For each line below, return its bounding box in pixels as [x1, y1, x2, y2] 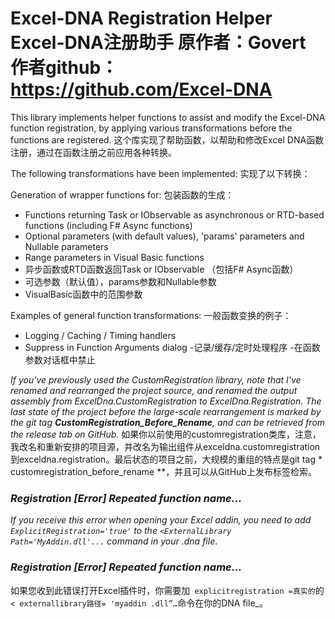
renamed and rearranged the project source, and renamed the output [10, 384, 298, 396]
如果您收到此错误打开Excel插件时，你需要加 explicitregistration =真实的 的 [10, 584, 325, 596]
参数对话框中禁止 [24, 353, 96, 366]
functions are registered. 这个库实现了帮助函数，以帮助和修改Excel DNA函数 [10, 133, 325, 146]
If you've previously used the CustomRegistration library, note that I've [10, 373, 302, 386]
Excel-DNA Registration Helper [10, 7, 273, 30]
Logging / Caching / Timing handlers [24, 329, 177, 341]
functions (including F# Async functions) [24, 219, 193, 231]
